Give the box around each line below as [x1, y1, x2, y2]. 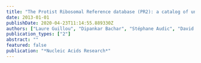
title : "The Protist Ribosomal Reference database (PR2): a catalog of [6, 8, 188, 15]
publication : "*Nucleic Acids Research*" [6, 48, 111, 54]
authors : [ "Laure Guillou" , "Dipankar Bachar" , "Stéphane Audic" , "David [6, 25, 194, 32]
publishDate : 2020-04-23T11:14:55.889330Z [6, 20, 114, 26]
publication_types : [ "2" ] [6, 31, 71, 37]
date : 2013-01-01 [6, 14, 50, 20]
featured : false [6, 43, 47, 49]
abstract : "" [6, 37, 39, 43]
